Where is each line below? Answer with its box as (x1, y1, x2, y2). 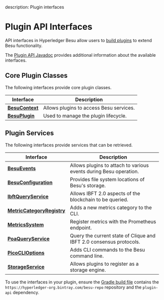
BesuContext (7, 104, 39, 111)
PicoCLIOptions (7, 249, 45, 256)
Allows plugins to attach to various (70, 162, 149, 168)
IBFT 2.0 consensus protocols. (70, 238, 141, 245)
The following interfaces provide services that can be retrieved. (5, 142, 133, 148)
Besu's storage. (70, 182, 106, 189)
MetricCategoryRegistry (7, 207, 65, 214)
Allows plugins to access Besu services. (43, 104, 135, 111)
